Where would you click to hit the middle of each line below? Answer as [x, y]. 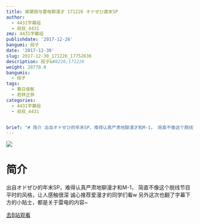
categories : [21, 100]
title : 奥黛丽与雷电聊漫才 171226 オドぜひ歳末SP [62, 12]
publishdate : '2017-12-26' [40, 39]
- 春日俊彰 [23, 89]
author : [16, 17]
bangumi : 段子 [23, 45]
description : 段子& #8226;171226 [45, 61]
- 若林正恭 [23, 95]
